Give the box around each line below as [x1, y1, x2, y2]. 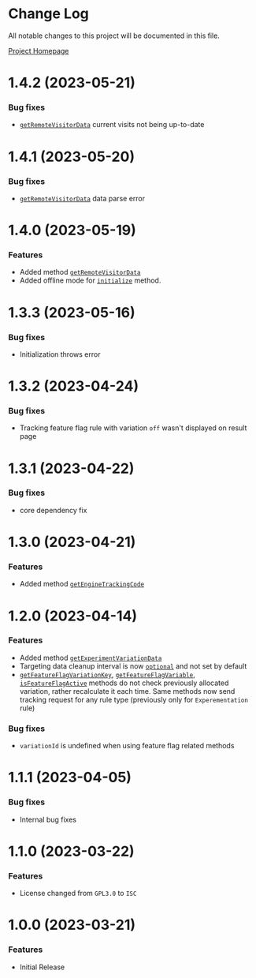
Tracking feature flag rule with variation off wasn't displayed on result [19, 423, 247, 433]
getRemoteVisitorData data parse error [19, 193, 146, 203]
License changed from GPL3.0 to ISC [19, 889, 137, 898]
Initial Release [19, 962, 65, 972]
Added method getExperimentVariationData [19, 653, 162, 662]
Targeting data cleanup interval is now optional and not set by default [19, 661, 247, 671]
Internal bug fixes [19, 815, 77, 824]
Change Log [8, 5, 89, 23]
